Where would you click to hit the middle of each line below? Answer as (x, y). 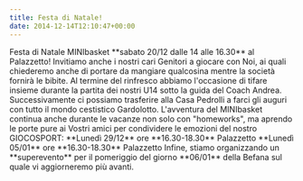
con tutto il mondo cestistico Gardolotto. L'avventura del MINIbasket (136, 109)
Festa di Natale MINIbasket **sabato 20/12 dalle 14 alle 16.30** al (132, 51)
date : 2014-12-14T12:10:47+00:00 (72, 26)
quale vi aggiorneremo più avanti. (71, 167)
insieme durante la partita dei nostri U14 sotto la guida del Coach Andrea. (146, 90)
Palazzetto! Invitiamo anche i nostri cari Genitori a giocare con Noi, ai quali (148, 61)
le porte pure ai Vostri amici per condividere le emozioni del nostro (133, 128)
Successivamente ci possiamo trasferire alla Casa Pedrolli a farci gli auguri (148, 99)
